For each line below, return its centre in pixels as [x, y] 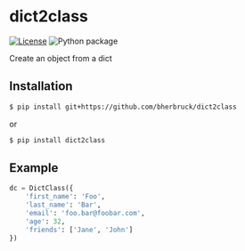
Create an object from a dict [61, 58]
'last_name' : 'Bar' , [63, 205]
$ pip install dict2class [57, 140]
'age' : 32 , [45, 221]
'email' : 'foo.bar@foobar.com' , [85, 213]
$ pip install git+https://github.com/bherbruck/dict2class [123, 107]
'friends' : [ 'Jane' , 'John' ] [79, 230]
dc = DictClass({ [41, 189]
